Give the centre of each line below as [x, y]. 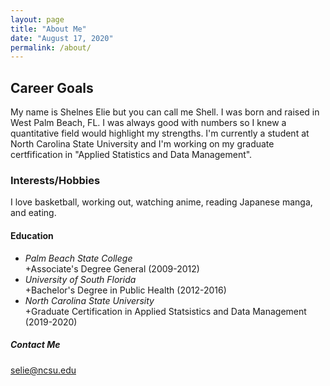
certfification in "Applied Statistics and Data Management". [131, 155]
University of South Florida [80, 279]
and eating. [33, 213]
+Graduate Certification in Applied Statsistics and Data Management [165, 311]
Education [32, 235]
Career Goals [52, 87]
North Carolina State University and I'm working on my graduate [142, 144]
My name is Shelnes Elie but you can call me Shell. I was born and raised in [165, 112]
